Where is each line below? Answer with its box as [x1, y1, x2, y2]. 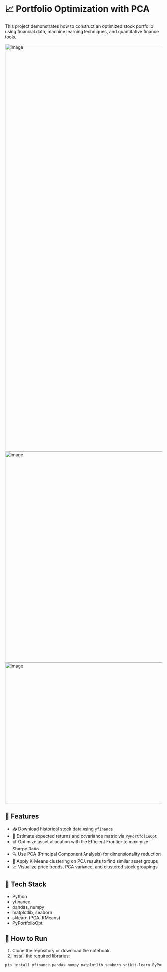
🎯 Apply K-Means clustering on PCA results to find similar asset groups [12, 858, 158, 864]
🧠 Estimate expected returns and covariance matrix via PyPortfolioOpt [12, 833, 157, 839]
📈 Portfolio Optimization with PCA [5, 3, 150, 15]
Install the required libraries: [12, 953, 70, 959]
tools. [5, 34, 17, 40]
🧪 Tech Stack [5, 880, 47, 889]
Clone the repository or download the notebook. [12, 948, 111, 954]
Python [12, 893, 27, 899]
